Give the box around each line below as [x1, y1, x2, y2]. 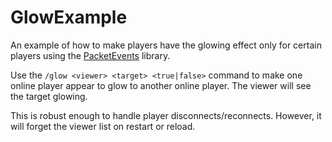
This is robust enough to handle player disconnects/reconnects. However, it [10, 109, 322, 121]
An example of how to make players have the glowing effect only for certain [10, 39, 322, 51]
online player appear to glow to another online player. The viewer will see [10, 79, 312, 91]
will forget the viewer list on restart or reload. [10, 120, 196, 132]
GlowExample [10, 6, 128, 29]
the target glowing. [10, 90, 88, 102]
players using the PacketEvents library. [10, 49, 171, 61]
